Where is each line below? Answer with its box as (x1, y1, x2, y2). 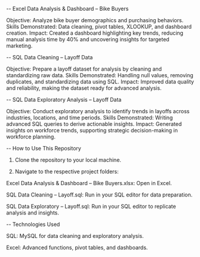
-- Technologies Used (6, 221, 60, 228)
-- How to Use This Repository (6, 145, 82, 152)
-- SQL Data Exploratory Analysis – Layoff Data (6, 96, 122, 103)
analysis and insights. (6, 209, 60, 216)
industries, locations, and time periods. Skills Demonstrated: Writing (6, 114, 173, 121)
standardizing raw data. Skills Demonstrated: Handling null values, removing (6, 72, 194, 78)
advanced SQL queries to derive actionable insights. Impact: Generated (6, 120, 182, 128)
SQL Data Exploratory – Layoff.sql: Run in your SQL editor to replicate (6, 203, 176, 210)
